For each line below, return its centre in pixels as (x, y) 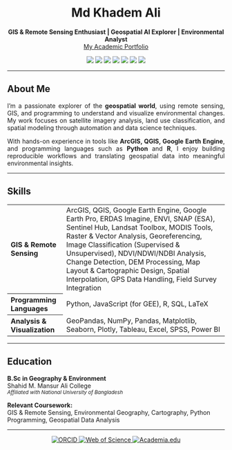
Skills (19, 191)
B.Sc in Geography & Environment (57, 378)
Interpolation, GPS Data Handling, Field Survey (142, 279)
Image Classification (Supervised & (123, 245)
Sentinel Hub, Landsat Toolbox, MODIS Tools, (139, 227)
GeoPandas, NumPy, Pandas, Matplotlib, (132, 321)
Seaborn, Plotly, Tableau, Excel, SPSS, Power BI (143, 329)
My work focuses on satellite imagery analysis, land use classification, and (116, 120)
